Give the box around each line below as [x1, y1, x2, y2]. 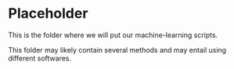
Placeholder [8, 5, 88, 22]
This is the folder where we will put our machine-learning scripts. [8, 30, 218, 40]
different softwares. [8, 53, 72, 63]
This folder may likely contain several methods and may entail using [8, 45, 227, 54]
